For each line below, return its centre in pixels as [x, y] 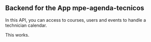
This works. [17, 35]
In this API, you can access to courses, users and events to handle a [76, 20]
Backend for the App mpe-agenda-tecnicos [75, 8]
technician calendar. [26, 25]
